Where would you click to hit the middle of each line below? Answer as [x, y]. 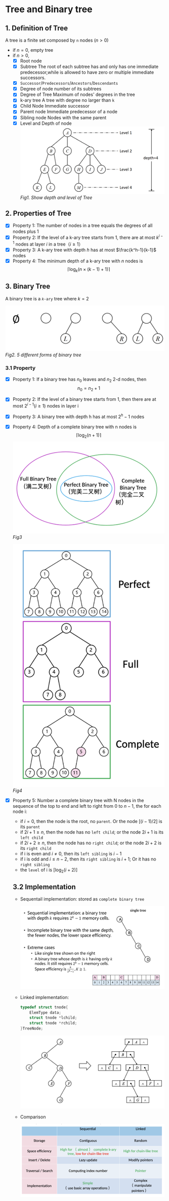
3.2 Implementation [44, 887]
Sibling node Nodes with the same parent [63, 117]
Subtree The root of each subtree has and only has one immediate [89, 66]
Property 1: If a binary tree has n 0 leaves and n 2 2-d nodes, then [79, 380]
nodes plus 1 [26, 231]
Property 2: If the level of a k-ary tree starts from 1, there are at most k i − [88, 237]
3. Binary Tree [28, 286]
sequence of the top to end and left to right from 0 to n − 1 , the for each [87, 806]
